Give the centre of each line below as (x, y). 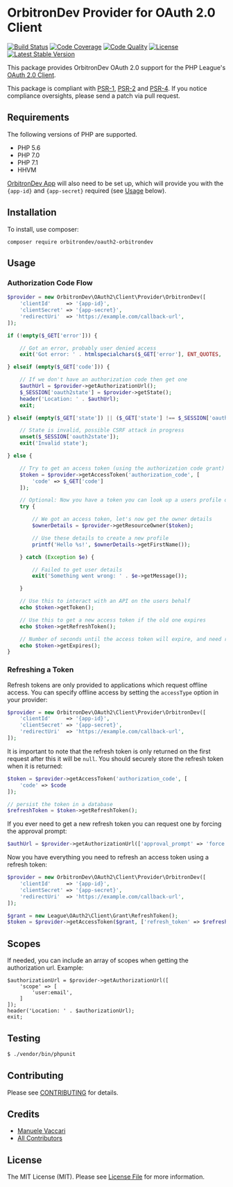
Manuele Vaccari (41, 1131)
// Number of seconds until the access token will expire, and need (121, 639)
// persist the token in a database (60, 804)
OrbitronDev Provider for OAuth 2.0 (112, 13)
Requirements (38, 118)
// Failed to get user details (77, 570)
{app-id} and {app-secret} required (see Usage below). (87, 190)
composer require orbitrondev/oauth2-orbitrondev (80, 242)
